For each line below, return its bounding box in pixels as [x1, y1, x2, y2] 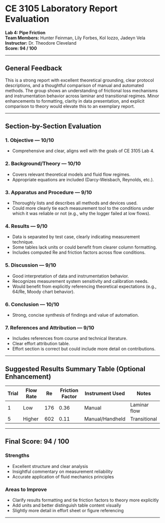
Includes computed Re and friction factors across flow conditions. [12, 249, 146, 255]
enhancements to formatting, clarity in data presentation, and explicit [5, 98, 145, 104]
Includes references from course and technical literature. [12, 335, 128, 341]
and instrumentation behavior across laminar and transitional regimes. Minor [5, 93, 160, 99]
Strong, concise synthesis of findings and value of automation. [12, 312, 139, 318]
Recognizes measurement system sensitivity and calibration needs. [12, 278, 149, 284]
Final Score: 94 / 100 [5, 438, 70, 446]
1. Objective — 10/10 [5, 137, 54, 144]
